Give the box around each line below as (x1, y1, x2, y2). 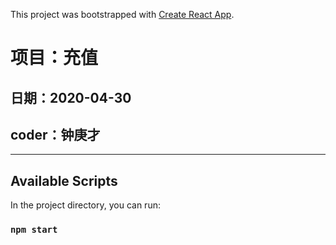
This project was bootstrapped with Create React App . (10, 9, 235, 20)
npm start (10, 224, 58, 236)
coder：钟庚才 (10, 126, 101, 143)
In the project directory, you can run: (10, 199, 161, 211)
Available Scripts (10, 172, 118, 189)
